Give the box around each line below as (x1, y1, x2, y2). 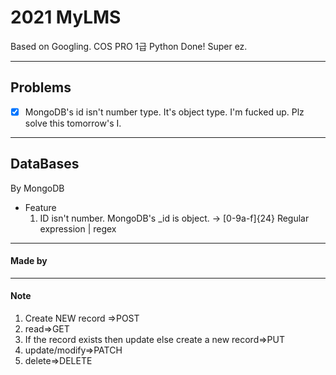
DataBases (10, 156, 80, 173)
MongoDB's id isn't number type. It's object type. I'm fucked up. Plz (24, 106, 305, 118)
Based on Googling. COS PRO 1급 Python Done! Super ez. (10, 40, 248, 52)
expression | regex (39, 222, 117, 235)
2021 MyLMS (10, 6, 122, 29)
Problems (10, 79, 72, 96)
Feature (24, 201, 57, 213)
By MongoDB (10, 182, 65, 194)
